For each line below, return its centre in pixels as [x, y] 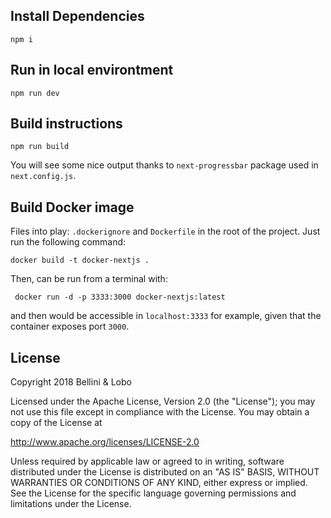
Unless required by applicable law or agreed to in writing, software [147, 461]
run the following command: [68, 242]
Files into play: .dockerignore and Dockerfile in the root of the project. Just [165, 231]
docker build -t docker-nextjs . [80, 260]
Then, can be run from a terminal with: [89, 279]
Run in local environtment [92, 70]
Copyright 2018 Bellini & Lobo [71, 382]
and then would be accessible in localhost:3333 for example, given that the [166, 316]
